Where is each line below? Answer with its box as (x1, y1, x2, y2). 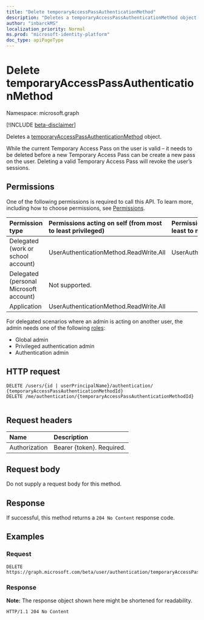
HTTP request (6, 366, 61, 377)
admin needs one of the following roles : (6, 324, 106, 332)
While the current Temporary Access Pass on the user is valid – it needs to (6, 144, 192, 152)
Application (9, 302, 42, 310)
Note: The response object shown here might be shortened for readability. (6, 597, 192, 604)
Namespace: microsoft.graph (6, 109, 80, 116)
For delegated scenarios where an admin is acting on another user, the (6, 318, 183, 325)
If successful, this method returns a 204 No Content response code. (6, 514, 175, 521)
